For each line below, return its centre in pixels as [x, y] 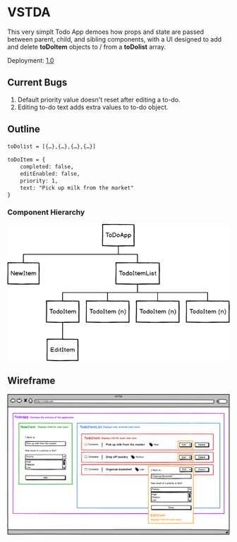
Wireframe [31, 381]
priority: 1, [39, 180]
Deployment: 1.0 [31, 60]
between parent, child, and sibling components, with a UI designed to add [115, 39]
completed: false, [47, 166]
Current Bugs [37, 83]
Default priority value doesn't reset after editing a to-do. [99, 99]
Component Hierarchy [46, 212]
